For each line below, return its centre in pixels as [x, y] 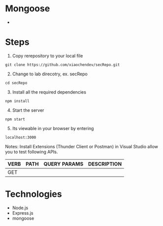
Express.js [23, 213]
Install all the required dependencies [49, 92]
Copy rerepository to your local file [48, 56]
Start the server [28, 110]
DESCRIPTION [105, 164]
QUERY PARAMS [64, 164]
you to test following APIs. [32, 152]
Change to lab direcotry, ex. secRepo [50, 74]
